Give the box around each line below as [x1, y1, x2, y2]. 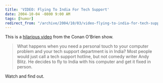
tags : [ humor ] [5, 16, 34, 21]
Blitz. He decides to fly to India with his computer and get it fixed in [16, 59, 151, 65]
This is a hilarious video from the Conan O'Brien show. [5, 34, 114, 40]
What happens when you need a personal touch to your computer [16, 43, 149, 49]
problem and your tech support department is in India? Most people [16, 49, 152, 54]
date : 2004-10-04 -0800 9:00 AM [5, 12, 70, 17]
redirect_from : [5, 20, 36, 26]
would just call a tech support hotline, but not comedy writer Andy [16, 54, 149, 60]
